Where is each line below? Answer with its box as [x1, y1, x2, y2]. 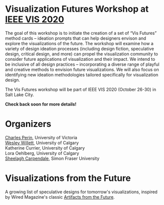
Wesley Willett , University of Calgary [5, 140, 79, 146]
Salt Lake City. [5, 92, 34, 98]
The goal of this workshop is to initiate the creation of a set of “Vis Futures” [5, 30, 157, 36]
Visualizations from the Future [5, 173, 131, 184]
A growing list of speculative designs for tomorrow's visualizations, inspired [5, 189, 158, 195]
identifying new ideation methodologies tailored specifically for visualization [5, 72, 159, 77]
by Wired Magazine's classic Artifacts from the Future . [5, 194, 115, 200]
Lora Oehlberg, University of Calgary [5, 150, 79, 156]
